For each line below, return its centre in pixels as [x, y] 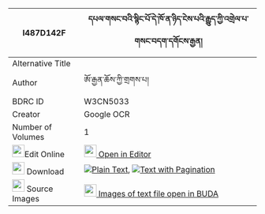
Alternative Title [41, 64]
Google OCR [107, 114]
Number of [32, 127]
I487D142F [44, 33]
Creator [26, 114]
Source [40, 189]
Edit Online [45, 154]
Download [45, 171]
